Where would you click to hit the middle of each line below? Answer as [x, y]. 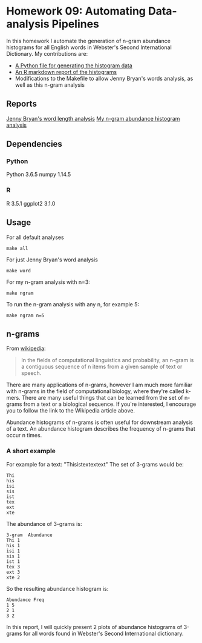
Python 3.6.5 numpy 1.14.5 [39, 175]
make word [19, 271]
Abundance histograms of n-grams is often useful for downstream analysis [100, 422]
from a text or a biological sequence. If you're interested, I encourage [110, 404]
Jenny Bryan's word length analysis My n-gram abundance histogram [93, 118]
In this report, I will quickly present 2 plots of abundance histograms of [94, 627]
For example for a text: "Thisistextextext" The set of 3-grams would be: [95, 464]
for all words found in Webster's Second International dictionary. [103, 633]
